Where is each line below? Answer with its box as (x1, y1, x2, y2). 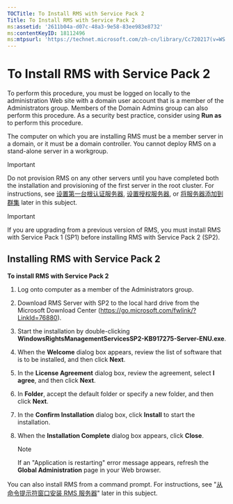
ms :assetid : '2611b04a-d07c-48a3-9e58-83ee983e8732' (7, 23, 163, 30)
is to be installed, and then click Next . (17, 355, 126, 363)
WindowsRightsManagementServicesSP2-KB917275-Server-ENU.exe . (17, 334, 227, 342)
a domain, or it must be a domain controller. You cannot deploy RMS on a (7, 140, 216, 148)
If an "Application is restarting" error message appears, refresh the (17, 458, 209, 466)
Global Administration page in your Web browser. (17, 466, 161, 474)
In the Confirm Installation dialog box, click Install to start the (17, 410, 195, 418)
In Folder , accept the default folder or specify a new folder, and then (17, 389, 214, 397)
